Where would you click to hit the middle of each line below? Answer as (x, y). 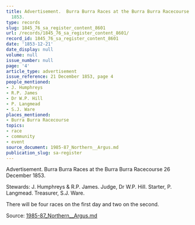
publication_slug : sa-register (44, 153)
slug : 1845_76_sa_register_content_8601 (56, 28)
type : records (23, 22)
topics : (15, 126)
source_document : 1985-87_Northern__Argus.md (62, 147)
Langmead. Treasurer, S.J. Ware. (45, 193)
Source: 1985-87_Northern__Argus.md (52, 216)
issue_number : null (30, 60)
